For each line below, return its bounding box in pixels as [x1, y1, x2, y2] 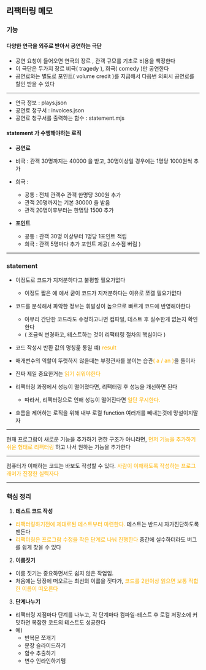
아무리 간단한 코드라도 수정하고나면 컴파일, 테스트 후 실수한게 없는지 [24, 316, 187, 323]
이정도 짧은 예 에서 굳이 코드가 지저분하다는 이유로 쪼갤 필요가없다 [24, 289, 182, 297]
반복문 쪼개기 [24, 634, 56, 642]
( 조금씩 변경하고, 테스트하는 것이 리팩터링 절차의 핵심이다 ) [24, 331, 166, 338]
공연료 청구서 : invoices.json [15, 106, 85, 114]
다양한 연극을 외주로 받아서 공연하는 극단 [6, 42, 102, 49]
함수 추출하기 [24, 650, 56, 657]
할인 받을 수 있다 [15, 80, 55, 87]
